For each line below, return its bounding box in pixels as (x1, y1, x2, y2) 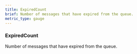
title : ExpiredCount (5, 7, 47, 12)
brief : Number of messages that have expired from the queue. (5, 12, 134, 17)
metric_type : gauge (5, 16, 45, 21)
